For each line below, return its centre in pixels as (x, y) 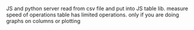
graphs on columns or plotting (43, 21)
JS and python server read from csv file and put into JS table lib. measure (97, 9)
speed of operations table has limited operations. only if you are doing (93, 15)
